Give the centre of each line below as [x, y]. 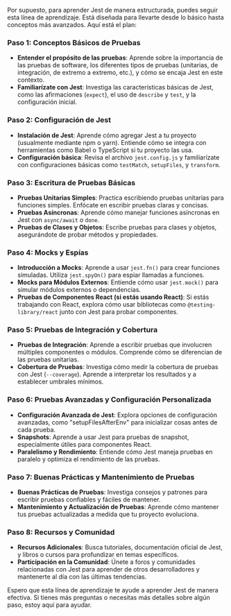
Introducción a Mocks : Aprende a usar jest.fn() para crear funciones [118, 268]
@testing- [202, 305]
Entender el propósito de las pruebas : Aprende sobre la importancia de [120, 58]
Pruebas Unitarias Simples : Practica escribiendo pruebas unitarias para [120, 198]
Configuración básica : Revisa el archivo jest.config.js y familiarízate [118, 157]
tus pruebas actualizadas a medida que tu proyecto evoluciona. [108, 514]
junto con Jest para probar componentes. [119, 312]
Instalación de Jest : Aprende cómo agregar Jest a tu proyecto [106, 135]
